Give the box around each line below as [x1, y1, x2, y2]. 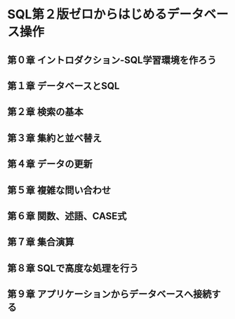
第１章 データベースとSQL [7, 80, 120, 92]
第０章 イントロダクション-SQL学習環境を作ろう [7, 54, 217, 66]
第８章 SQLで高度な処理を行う [7, 262, 139, 274]
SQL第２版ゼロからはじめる [7, 6, 167, 22]
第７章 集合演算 [7, 236, 74, 248]
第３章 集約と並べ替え [7, 132, 102, 144]
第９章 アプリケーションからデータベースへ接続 [7, 288, 212, 300]
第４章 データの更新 [7, 158, 93, 170]
